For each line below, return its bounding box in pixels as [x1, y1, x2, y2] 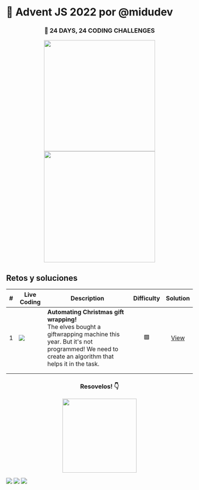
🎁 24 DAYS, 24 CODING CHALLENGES [44, 27, 155, 35]
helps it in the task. [47, 360, 99, 368]
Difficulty [133, 294, 161, 303]
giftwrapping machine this [47, 330, 120, 338]
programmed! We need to [47, 345, 118, 353]
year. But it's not [47, 338, 93, 346]
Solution [165, 294, 190, 303]
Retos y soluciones [6, 273, 78, 283]
